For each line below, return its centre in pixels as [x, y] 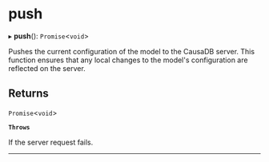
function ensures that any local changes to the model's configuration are [128, 60]
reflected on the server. [47, 68]
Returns [29, 94]
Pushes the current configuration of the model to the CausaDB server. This [131, 51]
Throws [19, 127]
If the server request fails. [51, 142]
